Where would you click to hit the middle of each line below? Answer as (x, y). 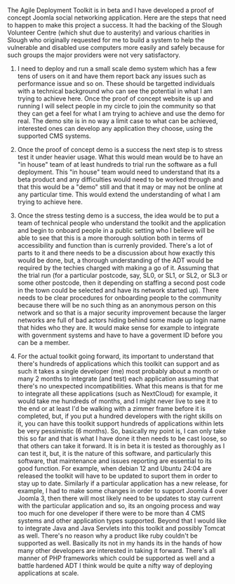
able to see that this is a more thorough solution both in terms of (110, 238)
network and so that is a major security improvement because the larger (122, 313)
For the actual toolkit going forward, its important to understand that (115, 356)
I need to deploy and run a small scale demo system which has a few (117, 69)
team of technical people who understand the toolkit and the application (121, 223)
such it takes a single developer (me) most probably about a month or (118, 371)
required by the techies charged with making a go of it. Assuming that (118, 268)
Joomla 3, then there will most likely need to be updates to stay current (120, 498)
